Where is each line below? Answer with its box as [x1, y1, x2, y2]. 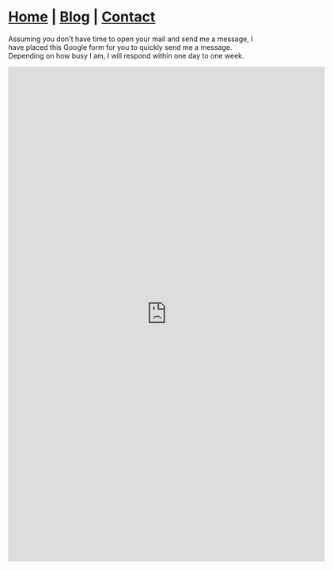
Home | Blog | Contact [8, 8, 156, 26]
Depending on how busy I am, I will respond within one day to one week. [8, 51, 244, 60]
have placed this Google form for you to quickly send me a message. [8, 42, 233, 51]
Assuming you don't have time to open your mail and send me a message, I [8, 34, 253, 44]
